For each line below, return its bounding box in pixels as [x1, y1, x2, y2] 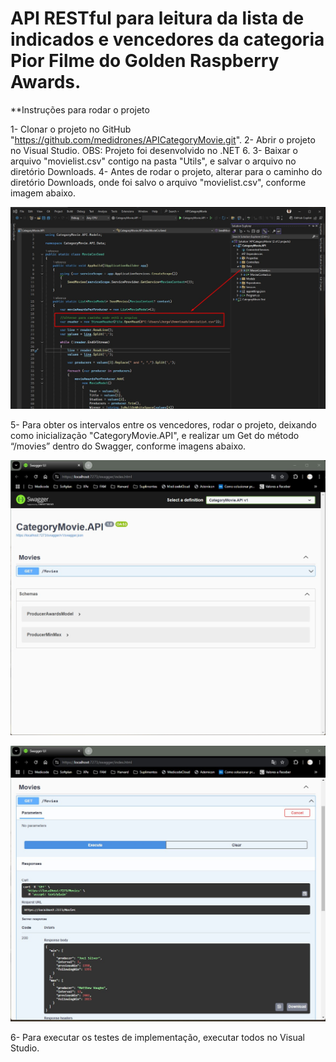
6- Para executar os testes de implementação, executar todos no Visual [10, 1032, 305, 1044]
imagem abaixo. [10, 187, 77, 199]
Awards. [10, 71, 82, 94]
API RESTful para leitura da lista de [10, 7, 305, 30]
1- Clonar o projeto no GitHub [10, 123, 132, 135]
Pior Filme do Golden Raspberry [10, 50, 280, 72]
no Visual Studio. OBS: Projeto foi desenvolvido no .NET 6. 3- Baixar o [10, 144, 298, 156]
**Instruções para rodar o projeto [10, 103, 150, 116]
